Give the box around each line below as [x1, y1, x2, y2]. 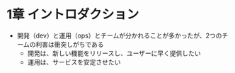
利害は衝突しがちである [35, 40, 104, 48]
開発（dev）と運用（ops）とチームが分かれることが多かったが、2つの [16, 31, 222, 40]
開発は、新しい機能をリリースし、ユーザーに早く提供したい [27, 49, 201, 57]
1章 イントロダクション [6, 6, 139, 23]
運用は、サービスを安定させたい [27, 57, 121, 66]
